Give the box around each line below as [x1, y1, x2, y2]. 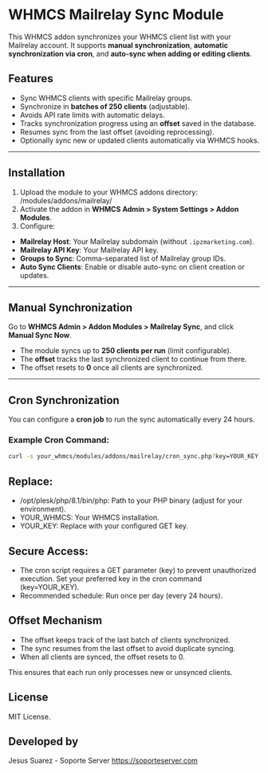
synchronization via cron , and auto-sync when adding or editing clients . [8, 49, 253, 58]
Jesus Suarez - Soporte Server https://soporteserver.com [8, 755, 198, 766]
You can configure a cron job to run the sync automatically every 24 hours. [8, 414, 255, 424]
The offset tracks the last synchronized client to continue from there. [19, 355, 247, 364]
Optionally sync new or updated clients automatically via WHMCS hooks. [19, 135, 260, 145]
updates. [19, 270, 49, 280]
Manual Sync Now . [8, 331, 72, 340]
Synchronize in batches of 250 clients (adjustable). [19, 101, 190, 111]
